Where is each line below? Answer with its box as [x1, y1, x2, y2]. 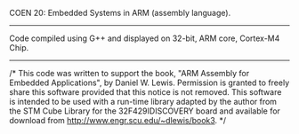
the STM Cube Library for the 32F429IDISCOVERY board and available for [9, 106, 280, 116]
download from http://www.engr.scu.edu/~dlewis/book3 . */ [9, 115, 227, 125]
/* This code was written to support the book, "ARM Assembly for [9, 68, 250, 78]
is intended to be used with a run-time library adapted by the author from [9, 97, 278, 106]
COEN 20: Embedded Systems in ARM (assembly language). [9, 8, 231, 18]
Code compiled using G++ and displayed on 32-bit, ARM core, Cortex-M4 [9, 33, 280, 43]
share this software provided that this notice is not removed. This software [9, 87, 282, 97]
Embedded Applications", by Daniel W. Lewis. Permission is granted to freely [9, 77, 290, 88]
